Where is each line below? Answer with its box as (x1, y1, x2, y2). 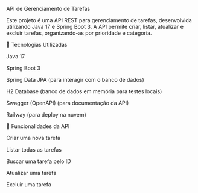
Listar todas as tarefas (6, 146, 62, 153)
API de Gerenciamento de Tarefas (6, 5, 91, 12)
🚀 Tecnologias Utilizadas (6, 41, 68, 48)
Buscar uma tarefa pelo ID (6, 158, 71, 165)
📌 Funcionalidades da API (6, 123, 70, 130)
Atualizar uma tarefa (6, 170, 57, 176)
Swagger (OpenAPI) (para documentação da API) (6, 99, 129, 106)
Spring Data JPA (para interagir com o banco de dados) (6, 76, 145, 83)
